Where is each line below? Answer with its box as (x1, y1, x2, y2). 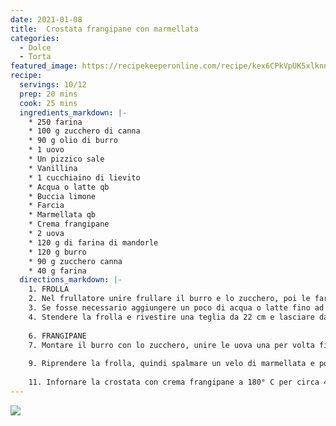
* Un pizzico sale (28, 154, 105, 164)
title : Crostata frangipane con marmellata (10, 24, 199, 34)
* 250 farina (28, 117, 83, 127)
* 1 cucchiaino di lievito (28, 172, 141, 183)
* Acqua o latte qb (28, 182, 110, 192)
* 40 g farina (28, 266, 87, 276)
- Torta (19, 52, 52, 62)
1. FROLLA (28, 284, 70, 295)
